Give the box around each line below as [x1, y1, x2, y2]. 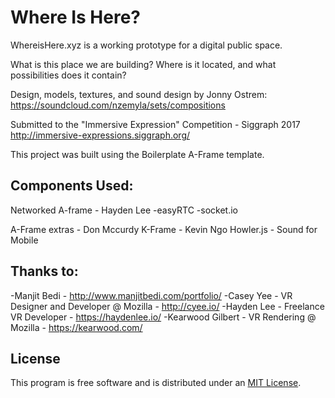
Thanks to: [10, 263, 79, 280]
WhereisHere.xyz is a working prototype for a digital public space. [10, 39, 283, 51]
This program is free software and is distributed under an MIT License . [10, 377, 302, 389]
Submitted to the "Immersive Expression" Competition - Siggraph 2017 [10, 118, 301, 130]
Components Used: [10, 177, 134, 195]
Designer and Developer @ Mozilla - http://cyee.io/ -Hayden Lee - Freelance [10, 300, 325, 312]
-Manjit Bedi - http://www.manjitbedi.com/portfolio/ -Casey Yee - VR [10, 289, 293, 301]
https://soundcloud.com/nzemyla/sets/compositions [10, 99, 226, 111]
